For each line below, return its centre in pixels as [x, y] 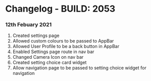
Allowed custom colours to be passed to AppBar [63, 41]
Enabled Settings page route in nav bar [53, 52]
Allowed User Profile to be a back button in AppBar [66, 47]
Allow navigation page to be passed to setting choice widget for [79, 68]
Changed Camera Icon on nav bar [48, 57]
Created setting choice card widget [50, 63]
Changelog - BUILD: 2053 [60, 9]
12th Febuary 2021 [28, 25]
